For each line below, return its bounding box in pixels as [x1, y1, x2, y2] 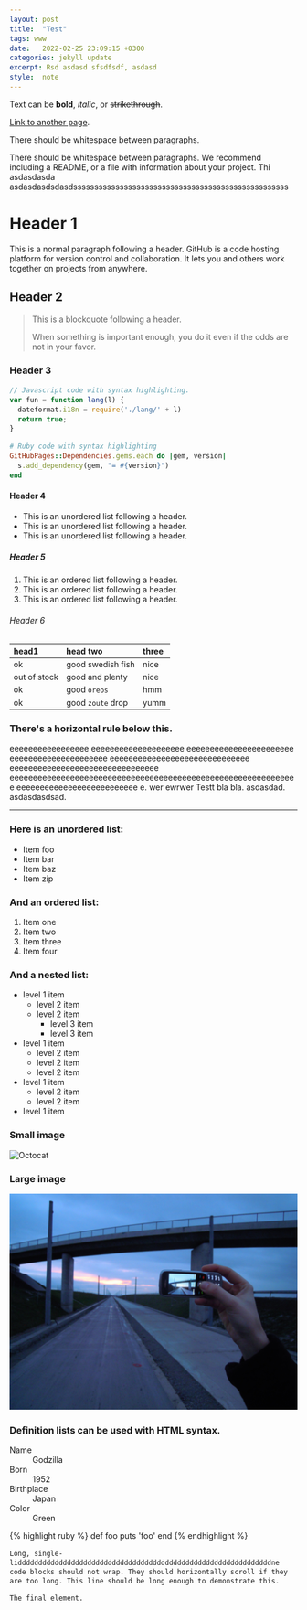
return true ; [17, 414, 68, 424]
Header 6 [9, 614, 46, 625]
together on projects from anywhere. [9, 262, 148, 273]
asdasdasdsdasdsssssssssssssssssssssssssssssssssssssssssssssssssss [9, 181, 290, 192]
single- [33, 1550, 64, 1559]
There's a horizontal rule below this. [9, 722, 174, 735]
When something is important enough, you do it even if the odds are [31, 331, 289, 342]
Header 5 [9, 551, 46, 562]
